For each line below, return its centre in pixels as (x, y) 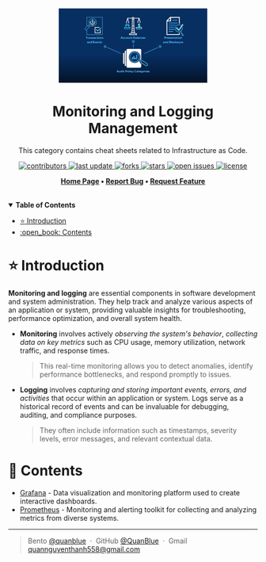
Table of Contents (46, 205)
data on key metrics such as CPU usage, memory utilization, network (133, 342)
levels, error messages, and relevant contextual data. (126, 438)
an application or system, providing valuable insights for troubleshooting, (127, 310)
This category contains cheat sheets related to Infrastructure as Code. (133, 150)
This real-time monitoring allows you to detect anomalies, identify (146, 365)
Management (133, 129)
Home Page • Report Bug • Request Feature (133, 181)
